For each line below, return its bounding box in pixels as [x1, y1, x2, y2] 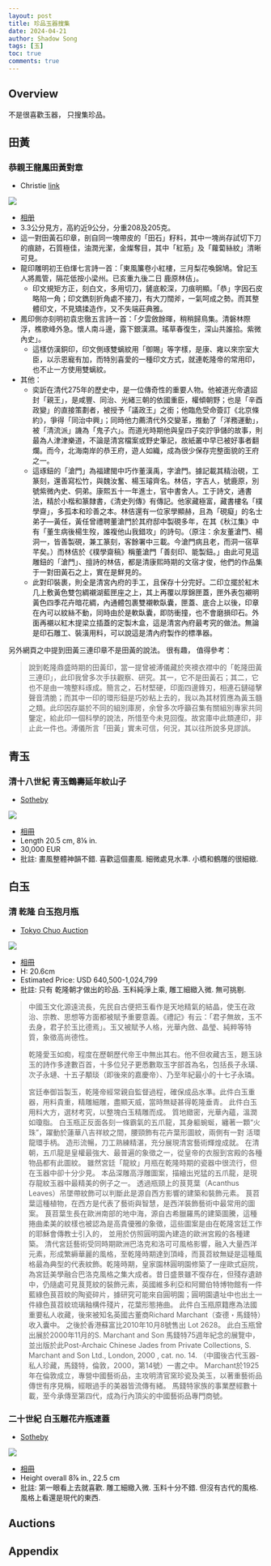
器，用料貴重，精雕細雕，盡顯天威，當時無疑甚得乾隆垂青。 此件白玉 [28, 1097, 257, 1106]
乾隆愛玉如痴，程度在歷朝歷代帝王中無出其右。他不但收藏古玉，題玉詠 [28, 1049, 263, 1059]
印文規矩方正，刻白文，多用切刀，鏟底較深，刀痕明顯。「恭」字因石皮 [32, 284, 263, 293]
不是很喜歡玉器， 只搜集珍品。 [8, 109, 110, 119]
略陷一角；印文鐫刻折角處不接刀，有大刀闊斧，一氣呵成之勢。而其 [32, 293, 252, 304]
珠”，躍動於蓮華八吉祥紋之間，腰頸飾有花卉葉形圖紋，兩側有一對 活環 [28, 1127, 260, 1137]
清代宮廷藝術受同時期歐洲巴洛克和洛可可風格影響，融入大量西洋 [44, 1239, 257, 1248]
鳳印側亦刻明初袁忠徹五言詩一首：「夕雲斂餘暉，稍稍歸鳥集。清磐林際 [19, 314, 251, 324]
